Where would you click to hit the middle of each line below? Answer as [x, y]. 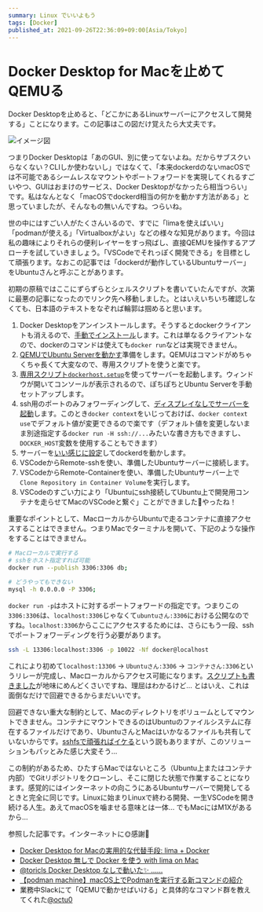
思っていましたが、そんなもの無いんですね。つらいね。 [97, 207]
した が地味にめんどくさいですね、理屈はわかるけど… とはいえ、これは [135, 685]
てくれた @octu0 [46, 899]
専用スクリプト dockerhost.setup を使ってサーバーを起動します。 [123, 375]
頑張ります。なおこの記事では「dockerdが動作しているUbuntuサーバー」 [132, 262]
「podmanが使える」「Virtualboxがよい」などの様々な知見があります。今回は [132, 233]
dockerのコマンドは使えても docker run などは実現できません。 [141, 345]
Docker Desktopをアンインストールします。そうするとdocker [118, 325]
